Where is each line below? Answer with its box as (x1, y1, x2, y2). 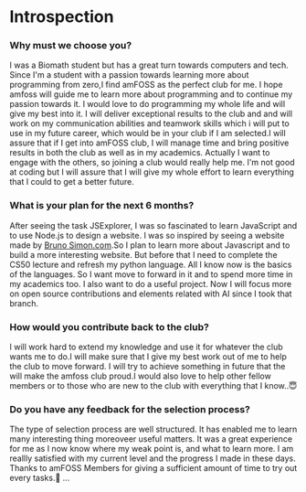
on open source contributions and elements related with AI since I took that (9, 288, 292, 299)
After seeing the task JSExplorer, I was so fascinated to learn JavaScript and (9, 219, 298, 230)
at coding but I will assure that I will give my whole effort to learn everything (9, 166, 295, 177)
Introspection (9, 6, 114, 27)
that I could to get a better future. (9, 176, 135, 187)
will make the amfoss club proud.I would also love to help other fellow (9, 370, 271, 381)
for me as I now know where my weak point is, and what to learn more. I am (9, 444, 294, 455)
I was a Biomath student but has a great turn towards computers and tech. (9, 59, 290, 70)
